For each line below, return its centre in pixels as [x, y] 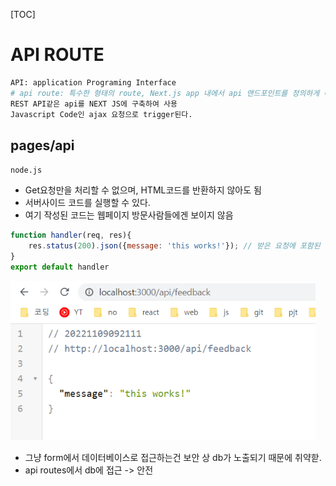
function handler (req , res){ [71, 235]
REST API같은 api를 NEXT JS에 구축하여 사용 [94, 104]
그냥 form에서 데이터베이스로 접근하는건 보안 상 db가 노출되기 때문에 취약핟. [173, 457]
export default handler [60, 267]
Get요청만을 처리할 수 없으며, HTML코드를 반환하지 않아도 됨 [143, 190]
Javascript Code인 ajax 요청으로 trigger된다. [101, 114]
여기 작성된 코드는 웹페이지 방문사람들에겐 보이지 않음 [129, 215]
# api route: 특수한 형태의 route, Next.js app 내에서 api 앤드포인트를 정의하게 [165, 93]
